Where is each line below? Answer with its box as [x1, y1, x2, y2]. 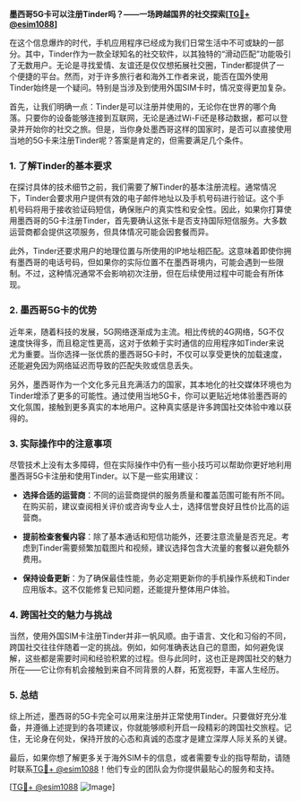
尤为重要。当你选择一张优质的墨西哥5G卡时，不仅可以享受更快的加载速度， [9, 348, 287, 359]
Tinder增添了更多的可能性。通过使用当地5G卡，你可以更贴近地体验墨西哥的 [9, 390, 288, 400]
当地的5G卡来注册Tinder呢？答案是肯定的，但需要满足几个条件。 [9, 135, 248, 145]
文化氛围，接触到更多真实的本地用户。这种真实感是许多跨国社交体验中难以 [9, 401, 284, 412]
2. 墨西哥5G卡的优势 [9, 304, 98, 317]
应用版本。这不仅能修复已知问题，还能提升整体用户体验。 [21, 584, 235, 594]
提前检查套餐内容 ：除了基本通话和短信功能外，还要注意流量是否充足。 [21, 531, 282, 541]
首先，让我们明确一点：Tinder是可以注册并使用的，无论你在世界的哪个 [9, 101, 269, 111]
